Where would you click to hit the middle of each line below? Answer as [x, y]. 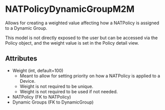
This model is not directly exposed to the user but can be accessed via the [82, 38]
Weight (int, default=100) [38, 70]
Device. [28, 81]
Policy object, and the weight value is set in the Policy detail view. [72, 43]
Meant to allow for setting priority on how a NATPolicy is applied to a [90, 76]
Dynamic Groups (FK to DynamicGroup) [53, 102]
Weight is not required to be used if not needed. [69, 91]
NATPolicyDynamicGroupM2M [70, 9]
